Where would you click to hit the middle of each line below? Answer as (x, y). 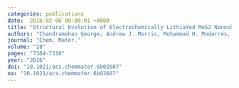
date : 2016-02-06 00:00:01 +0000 (59, 21)
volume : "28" (27, 47)
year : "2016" (27, 60)
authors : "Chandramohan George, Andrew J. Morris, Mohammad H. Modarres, (119, 34)
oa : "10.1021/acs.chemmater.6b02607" (63, 73)
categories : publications (46, 14)
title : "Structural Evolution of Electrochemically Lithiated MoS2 (110, 27)
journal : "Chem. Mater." (44, 40)
